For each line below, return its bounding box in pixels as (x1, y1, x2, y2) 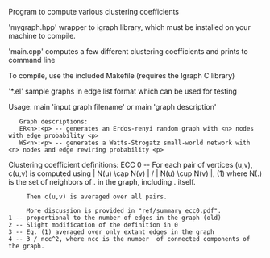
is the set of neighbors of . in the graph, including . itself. (8, 177, 196, 186)
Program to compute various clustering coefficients (8, 7, 180, 16)
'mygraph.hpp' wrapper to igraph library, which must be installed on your (8, 23, 251, 31)
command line (8, 56, 56, 64)
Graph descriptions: (19, 118, 89, 126)
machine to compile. (8, 31, 77, 40)
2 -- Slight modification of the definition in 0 (8, 221, 179, 229)
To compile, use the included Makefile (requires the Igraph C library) (8, 71, 235, 80)
